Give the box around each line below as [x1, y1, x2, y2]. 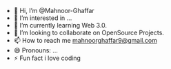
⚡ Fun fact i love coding [13, 54, 81, 62]
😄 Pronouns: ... [13, 46, 59, 55]
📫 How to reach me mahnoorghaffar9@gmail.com [13, 37, 157, 44]
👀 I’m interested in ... [13, 14, 72, 22]
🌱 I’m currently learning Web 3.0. [13, 21, 108, 29]
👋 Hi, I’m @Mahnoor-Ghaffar [13, 7, 94, 14]
